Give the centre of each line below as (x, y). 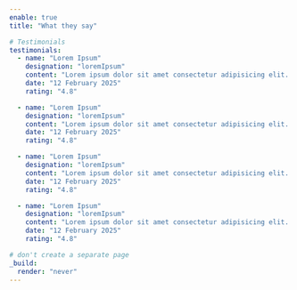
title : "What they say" (54, 26)
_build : (24, 263)
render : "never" (47, 271)
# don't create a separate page (69, 254)
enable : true (33, 17)
